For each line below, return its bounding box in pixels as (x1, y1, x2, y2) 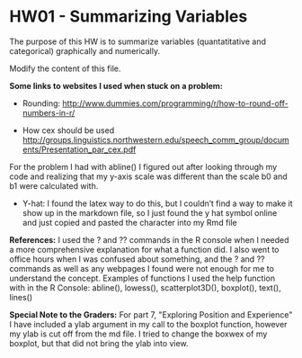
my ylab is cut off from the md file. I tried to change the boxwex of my (9, 328, 268, 339)
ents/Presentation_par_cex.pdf (22, 144, 137, 155)
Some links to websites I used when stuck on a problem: (9, 80, 223, 91)
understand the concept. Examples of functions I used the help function (9, 273, 276, 283)
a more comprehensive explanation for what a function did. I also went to (9, 244, 280, 255)
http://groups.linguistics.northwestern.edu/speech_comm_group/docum (22, 134, 289, 145)
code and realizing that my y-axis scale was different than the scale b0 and (9, 171, 288, 182)
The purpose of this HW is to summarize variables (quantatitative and (9, 36, 267, 47)
